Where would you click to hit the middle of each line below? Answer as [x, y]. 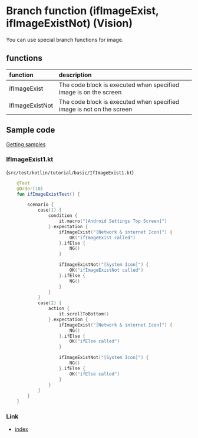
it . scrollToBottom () [84, 314]
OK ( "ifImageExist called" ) [102, 238]
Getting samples [26, 144]
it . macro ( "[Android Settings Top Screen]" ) [113, 221]
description [75, 75]
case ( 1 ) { [49, 210]
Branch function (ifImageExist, [82, 11]
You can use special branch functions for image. [65, 39]
